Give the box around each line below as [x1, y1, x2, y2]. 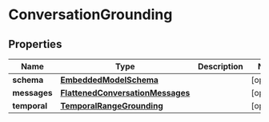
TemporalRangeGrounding [59, 100, 164, 111]
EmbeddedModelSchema [59, 74, 159, 85]
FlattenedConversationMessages [59, 88, 191, 98]
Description [197, 61, 244, 72]
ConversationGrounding [8, 6, 173, 24]
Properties [8, 37, 62, 51]
